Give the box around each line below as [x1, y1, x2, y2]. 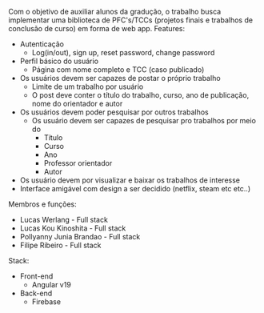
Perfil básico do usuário [19, 56, 98, 66]
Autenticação [19, 39, 64, 49]
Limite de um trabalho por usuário [31, 82, 144, 91]
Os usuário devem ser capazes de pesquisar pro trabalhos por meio [31, 116, 256, 125]
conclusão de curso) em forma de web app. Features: [8, 24, 186, 33]
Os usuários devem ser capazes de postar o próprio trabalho [19, 74, 222, 82]
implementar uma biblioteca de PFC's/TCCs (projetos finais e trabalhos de [8, 15, 254, 25]
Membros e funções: [8, 199, 78, 209]
